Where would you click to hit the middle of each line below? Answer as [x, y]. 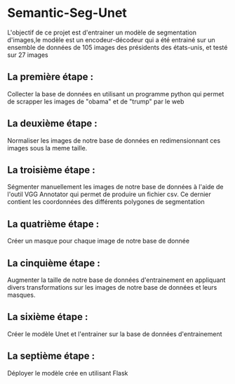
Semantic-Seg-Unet [67, 13]
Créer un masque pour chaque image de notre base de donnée [99, 241]
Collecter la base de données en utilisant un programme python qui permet [116, 94]
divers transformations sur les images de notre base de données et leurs [112, 287]
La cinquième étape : [54, 263]
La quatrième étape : [53, 224]
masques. [21, 295]
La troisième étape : [52, 170]
